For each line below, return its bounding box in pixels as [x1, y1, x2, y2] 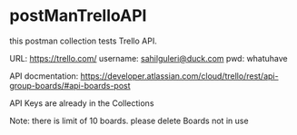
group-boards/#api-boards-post [9, 80, 131, 91]
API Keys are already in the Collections [9, 97, 154, 109]
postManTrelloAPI [9, 5, 147, 26]
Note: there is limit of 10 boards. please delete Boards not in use [9, 115, 249, 126]
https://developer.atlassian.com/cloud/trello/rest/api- [80, 70, 279, 82]
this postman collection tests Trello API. [9, 35, 157, 46]
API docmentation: [9, 70, 79, 82]
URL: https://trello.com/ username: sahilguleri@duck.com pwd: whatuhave [9, 53, 288, 63]
